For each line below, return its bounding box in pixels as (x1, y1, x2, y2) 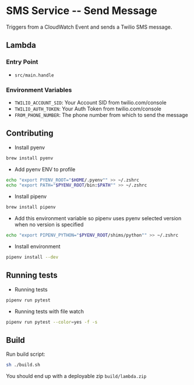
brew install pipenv (6, 204, 57, 210)
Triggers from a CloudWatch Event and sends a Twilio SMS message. (6, 23, 172, 30)
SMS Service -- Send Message (6, 4, 157, 18)
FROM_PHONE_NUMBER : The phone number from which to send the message (14, 111, 188, 118)
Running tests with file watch (14, 308, 84, 315)
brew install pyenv (6, 155, 54, 161)
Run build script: (6, 351, 45, 358)
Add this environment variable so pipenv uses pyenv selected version (14, 215, 182, 222)
